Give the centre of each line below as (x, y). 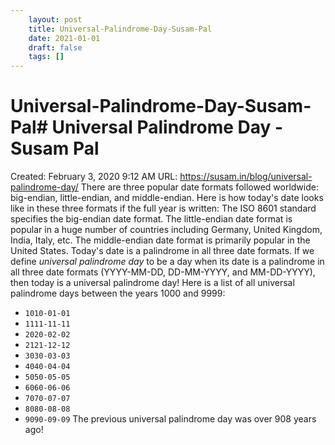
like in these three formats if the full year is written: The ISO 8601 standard (163, 208)
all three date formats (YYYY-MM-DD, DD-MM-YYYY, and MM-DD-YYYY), (163, 272)
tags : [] (46, 57)
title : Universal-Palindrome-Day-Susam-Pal (120, 29)
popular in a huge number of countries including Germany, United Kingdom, (166, 230)
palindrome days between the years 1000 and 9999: (118, 293)
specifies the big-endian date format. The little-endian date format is (151, 219)
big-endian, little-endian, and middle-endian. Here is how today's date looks (167, 198)
